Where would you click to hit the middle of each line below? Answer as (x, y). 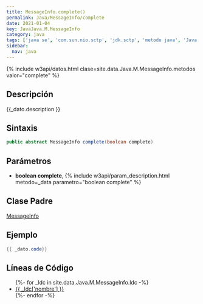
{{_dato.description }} (33, 109)
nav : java (24, 52)
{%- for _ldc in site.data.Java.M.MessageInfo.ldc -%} (82, 283)
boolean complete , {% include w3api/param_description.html (92, 176)
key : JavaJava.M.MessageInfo (43, 29)
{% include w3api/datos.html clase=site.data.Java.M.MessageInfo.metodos (101, 69)
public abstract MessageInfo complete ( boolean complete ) (80, 142)
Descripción (30, 95)
